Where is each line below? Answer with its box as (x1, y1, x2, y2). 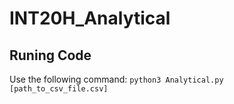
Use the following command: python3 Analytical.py (9, 73, 224, 85)
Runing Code (9, 47, 92, 64)
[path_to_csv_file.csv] (9, 84, 109, 94)
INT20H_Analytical (9, 7, 171, 30)
